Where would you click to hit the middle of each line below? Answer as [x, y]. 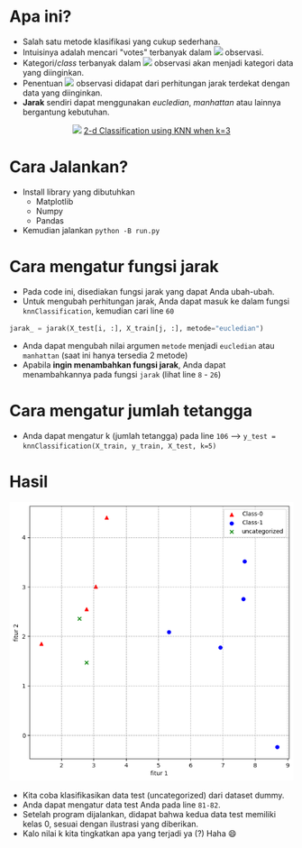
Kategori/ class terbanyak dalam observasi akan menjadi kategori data [158, 63]
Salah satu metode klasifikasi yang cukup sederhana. [121, 41]
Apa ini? [41, 17]
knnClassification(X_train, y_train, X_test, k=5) [119, 446]
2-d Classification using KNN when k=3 [157, 130]
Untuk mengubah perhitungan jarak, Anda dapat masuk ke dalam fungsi [156, 301]
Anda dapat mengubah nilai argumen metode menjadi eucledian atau [148, 345]
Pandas [50, 220]
